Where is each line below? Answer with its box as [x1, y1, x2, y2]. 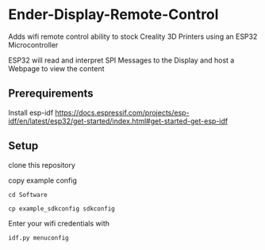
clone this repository [8, 160, 75, 169]
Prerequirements [8, 87, 94, 100]
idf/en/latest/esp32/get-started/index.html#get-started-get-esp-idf [8, 116, 229, 126]
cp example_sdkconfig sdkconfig [8, 204, 115, 213]
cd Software [8, 191, 48, 199]
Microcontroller [8, 40, 59, 49]
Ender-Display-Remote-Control [8, 6, 219, 24]
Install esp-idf [8, 108, 54, 117]
